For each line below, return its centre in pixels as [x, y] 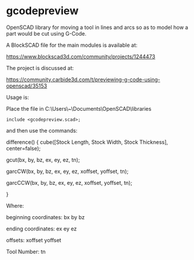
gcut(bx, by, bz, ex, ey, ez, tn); [43, 160]
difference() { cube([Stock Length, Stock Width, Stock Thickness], [87, 142]
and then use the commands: [42, 130]
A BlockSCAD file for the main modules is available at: [72, 45]
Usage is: [18, 97]
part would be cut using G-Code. [46, 33]
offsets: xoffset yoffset [34, 240]
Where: [15, 206]
